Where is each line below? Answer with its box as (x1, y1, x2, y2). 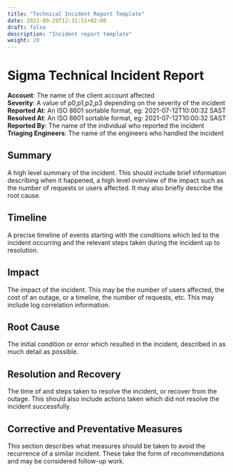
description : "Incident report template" (7, 30, 133, 38)
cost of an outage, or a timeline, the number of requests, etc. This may (7, 293, 214, 301)
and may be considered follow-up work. (7, 456, 125, 465)
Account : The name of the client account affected (7, 91, 155, 100)
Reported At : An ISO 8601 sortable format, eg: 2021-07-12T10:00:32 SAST (7, 106, 227, 115)
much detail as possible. (7, 347, 79, 356)
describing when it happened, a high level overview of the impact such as (7, 176, 224, 184)
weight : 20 (7, 37, 40, 44)
